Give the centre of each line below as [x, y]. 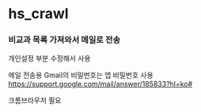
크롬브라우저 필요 [35, 100]
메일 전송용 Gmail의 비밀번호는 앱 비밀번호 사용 [81, 75]
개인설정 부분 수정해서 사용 [49, 58]
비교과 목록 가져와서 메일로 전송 [64, 40]
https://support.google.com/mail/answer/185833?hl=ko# [100, 84]
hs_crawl [38, 14]
